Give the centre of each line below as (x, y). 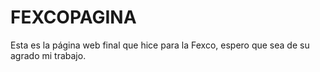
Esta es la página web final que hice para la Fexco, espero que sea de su (160, 45)
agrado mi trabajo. (48, 55)
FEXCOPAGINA (73, 17)
